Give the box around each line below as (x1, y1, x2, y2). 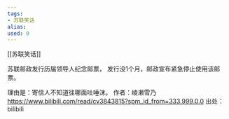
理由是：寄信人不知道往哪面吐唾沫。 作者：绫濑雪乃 (7, 88, 156, 97)
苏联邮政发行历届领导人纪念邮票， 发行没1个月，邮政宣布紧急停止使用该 (7, 64, 214, 73)
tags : (7, 10, 23, 17)
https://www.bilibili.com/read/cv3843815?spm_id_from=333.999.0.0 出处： (7, 97, 224, 106)
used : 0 (7, 29, 30, 37)
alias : (7, 23, 27, 30)
